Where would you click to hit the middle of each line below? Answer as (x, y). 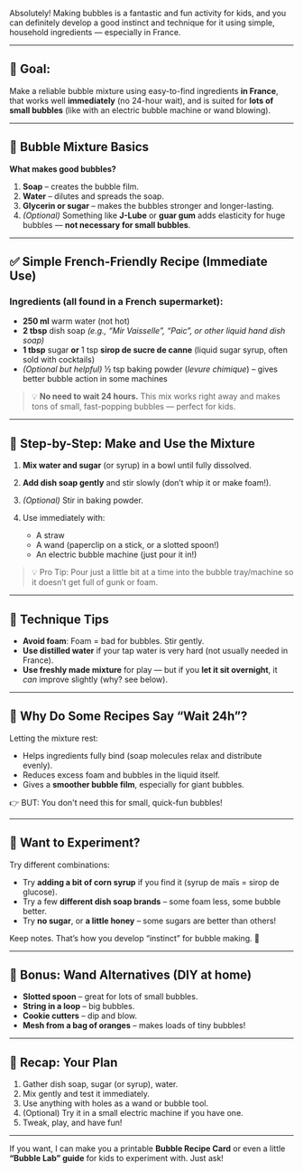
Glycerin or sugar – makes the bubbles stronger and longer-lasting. (148, 205)
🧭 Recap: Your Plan (64, 1062)
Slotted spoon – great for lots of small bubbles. (110, 997)
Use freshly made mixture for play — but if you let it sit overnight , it (150, 669)
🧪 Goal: (30, 69)
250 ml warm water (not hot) (76, 321)
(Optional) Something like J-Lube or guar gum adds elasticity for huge (154, 215)
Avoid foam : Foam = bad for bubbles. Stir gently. (113, 640)
